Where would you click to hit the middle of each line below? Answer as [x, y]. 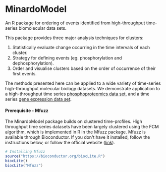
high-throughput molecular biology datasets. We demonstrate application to [83, 88]
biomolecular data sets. [43, 28]
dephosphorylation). [33, 63]
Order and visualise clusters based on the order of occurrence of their [84, 68]
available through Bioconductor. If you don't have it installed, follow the [78, 137]
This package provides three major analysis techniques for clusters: [74, 38]
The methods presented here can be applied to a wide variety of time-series [83, 83]
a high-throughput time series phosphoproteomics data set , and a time [77, 94]
